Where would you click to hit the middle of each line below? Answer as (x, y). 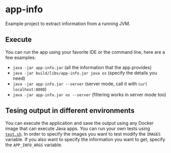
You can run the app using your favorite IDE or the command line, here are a (85, 52)
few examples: (21, 57)
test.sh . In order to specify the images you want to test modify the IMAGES (83, 134)
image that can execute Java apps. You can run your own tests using (78, 128)
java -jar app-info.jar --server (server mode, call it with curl (80, 83)
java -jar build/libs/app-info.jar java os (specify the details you (85, 73)
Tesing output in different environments (70, 111)
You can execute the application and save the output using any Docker (80, 123)
